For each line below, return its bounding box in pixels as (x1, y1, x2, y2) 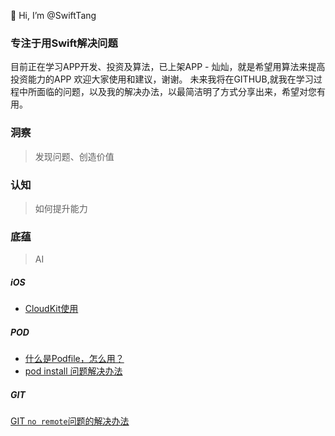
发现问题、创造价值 (34, 150, 115, 162)
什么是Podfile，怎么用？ (24, 353, 125, 365)
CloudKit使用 (24, 303, 79, 315)
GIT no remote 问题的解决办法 (10, 415, 130, 427)
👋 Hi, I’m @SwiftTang (10, 10, 97, 21)
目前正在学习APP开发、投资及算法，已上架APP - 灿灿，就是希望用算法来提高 (10, 61, 326, 73)
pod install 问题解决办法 (24, 365, 123, 377)
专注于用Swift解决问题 (10, 36, 118, 50)
